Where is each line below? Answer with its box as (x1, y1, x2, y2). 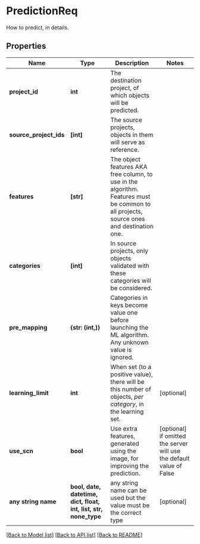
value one (110, 308, 138, 317)
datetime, (70, 490, 98, 498)
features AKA (110, 162, 148, 171)
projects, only (110, 246, 149, 255)
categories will (110, 276, 151, 284)
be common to (110, 199, 151, 208)
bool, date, (70, 482, 101, 490)
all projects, (110, 207, 143, 215)
